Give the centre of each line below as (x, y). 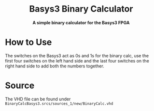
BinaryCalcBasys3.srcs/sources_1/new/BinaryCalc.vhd (59, 103)
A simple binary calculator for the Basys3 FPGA (81, 22)
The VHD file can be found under (38, 99)
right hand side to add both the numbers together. (55, 66)
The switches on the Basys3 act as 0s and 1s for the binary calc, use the (77, 55)
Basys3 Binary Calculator (81, 9)
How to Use (28, 42)
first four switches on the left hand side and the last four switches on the (77, 61)
